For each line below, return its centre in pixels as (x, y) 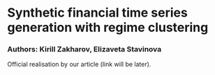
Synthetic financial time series (98, 13)
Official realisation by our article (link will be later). (79, 65)
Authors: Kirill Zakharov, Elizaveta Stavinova (84, 49)
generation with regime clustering (108, 27)
